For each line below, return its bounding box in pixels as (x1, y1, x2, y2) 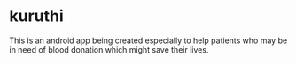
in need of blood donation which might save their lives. (9, 44, 209, 54)
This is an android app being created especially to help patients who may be (9, 35, 288, 46)
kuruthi (9, 6, 64, 26)
